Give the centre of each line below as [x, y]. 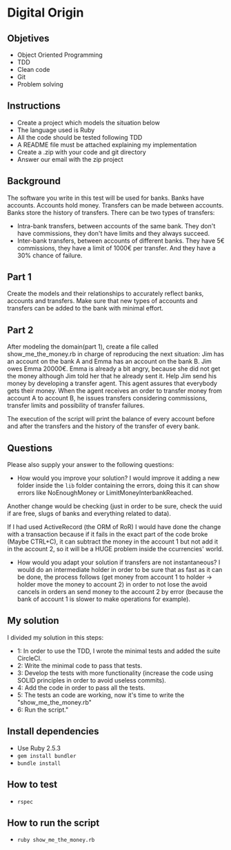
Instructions [34, 106]
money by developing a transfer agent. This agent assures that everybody [112, 384]
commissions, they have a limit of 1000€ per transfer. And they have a [116, 248]
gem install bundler [47, 756]
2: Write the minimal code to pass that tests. [80, 665]
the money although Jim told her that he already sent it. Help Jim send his [112, 376]
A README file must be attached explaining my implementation [107, 145]
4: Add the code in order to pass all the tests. [81, 687]
